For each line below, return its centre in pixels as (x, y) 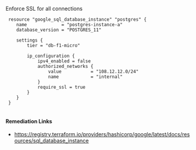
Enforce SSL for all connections (44, 9)
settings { (30, 40)
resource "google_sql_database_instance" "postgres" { (77, 20)
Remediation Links (29, 121)
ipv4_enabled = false (64, 61)
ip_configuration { (51, 56)
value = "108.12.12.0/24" (93, 71)
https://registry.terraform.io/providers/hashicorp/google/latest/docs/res (102, 135)
